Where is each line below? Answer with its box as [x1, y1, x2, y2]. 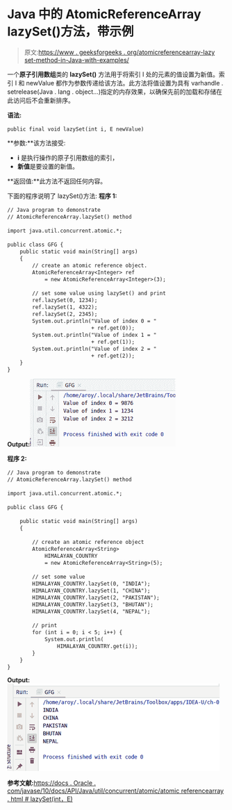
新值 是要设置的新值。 [17, 162, 78, 170]
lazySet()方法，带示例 [7, 24, 134, 40]
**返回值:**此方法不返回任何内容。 [7, 176, 107, 185]
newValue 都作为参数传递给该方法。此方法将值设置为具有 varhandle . [26, 78, 224, 87]
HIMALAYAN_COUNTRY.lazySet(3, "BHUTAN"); [32, 601, 154, 608]
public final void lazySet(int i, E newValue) [7, 126, 144, 133]
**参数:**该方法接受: [7, 138, 66, 147]
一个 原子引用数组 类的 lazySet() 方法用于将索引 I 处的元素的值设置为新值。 [7, 70, 219, 78]
